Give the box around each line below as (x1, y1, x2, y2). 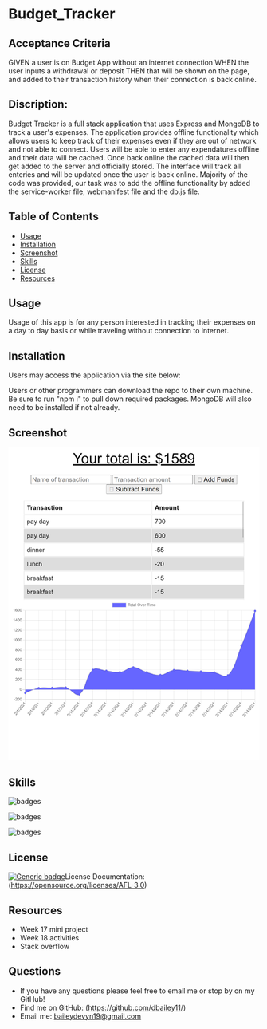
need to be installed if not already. (8, 403, 120, 412)
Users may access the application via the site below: (8, 370, 181, 380)
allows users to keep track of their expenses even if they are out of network (8, 136, 257, 145)
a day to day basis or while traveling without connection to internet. (8, 326, 230, 336)
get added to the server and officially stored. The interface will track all (8, 161, 241, 171)
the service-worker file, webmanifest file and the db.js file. (8, 187, 201, 196)
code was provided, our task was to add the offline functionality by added (8, 178, 251, 187)
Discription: (8, 97, 68, 112)
